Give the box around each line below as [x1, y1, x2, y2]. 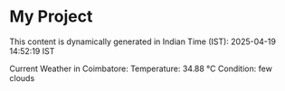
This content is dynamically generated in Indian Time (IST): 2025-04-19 [9, 36, 276, 47]
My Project [9, 6, 93, 27]
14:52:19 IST [9, 45, 55, 56]
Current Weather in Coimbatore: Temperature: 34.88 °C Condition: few [9, 63, 273, 74]
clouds [9, 72, 35, 83]
